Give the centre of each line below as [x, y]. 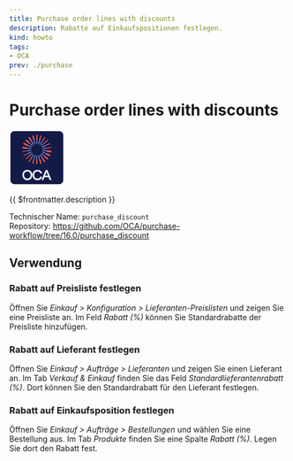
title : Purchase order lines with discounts [92, 19]
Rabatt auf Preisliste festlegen [75, 288]
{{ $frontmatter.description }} [63, 199]
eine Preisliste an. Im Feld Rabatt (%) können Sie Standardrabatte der [135, 317]
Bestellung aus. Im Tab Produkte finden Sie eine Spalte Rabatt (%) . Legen [143, 439]
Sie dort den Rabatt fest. [53, 449]
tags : [19, 47]
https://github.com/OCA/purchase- [116, 226]
